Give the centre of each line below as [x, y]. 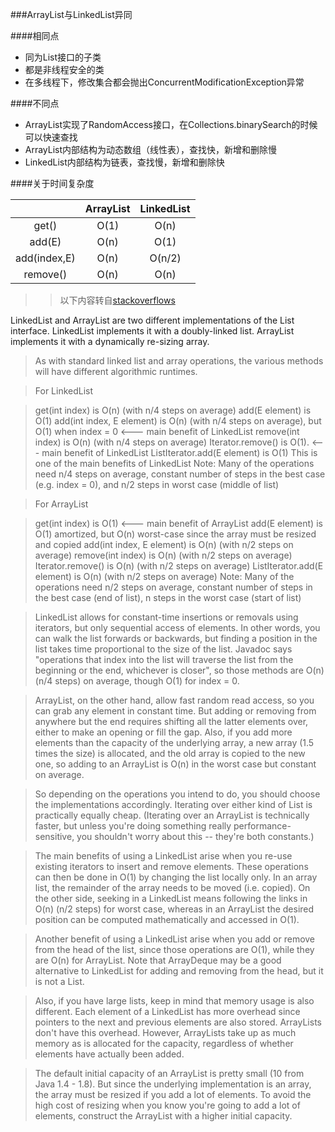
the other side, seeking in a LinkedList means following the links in [171, 898]
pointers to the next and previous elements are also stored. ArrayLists [178, 1022]
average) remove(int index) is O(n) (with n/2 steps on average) [163, 555]
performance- [262, 826]
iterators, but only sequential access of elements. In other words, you [177, 627]
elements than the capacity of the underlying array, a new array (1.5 [174, 742]
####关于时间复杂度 [52, 183]
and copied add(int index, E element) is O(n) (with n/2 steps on [164, 544]
